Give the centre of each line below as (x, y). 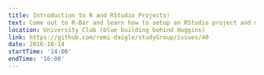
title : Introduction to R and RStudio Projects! (89, 15)
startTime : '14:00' (40, 52)
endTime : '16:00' (37, 59)
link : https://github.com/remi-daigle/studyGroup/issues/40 (109, 37)
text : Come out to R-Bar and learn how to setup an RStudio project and (130, 23)
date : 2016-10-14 (37, 45)
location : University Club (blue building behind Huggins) (107, 30)
